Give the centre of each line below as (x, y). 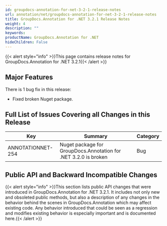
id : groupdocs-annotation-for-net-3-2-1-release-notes (63, 10)
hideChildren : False (27, 42)
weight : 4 (15, 24)
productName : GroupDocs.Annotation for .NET (52, 38)
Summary (96, 136)
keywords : (15, 33)
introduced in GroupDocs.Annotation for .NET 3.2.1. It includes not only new (83, 192)
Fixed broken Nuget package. (43, 99)
